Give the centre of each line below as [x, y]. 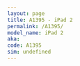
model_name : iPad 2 [35, 33]
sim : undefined [29, 52]
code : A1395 [24, 45]
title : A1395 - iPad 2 [40, 20]
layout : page [26, 13]
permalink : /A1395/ [35, 26]
